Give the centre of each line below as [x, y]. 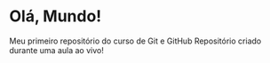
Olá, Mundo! [56, 16]
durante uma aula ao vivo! [56, 50]
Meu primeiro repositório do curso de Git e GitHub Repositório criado [135, 41]
